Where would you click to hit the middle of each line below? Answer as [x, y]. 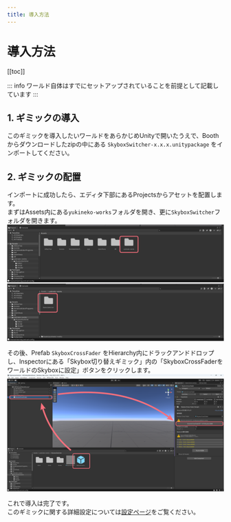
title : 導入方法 [28, 14]
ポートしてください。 [43, 153]
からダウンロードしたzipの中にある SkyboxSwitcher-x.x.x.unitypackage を [112, 144]
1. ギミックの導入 [43, 118]
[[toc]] [16, 71]
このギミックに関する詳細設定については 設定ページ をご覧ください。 [103, 512]
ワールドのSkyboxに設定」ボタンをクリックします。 [81, 370]
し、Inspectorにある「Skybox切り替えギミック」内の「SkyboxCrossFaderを [115, 361]
